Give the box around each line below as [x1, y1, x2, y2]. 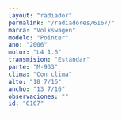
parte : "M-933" [8, 63, 59, 71]
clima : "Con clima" [8, 70, 73, 78]
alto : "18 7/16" [8, 77, 62, 85]
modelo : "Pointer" [8, 33, 69, 42]
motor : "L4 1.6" [8, 48, 62, 56]
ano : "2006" [8, 41, 48, 49]
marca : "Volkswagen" [8, 26, 77, 34]
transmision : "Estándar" [8, 56, 90, 64]
